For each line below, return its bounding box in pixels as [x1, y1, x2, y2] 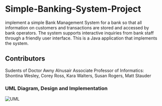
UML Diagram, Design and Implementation [5, 85, 108, 91]
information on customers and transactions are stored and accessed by [5, 24, 149, 30]
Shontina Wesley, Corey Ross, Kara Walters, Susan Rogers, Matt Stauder [5, 72, 152, 79]
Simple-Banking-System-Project [5, 3, 141, 15]
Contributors [5, 55, 46, 63]
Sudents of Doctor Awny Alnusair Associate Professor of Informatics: [5, 67, 144, 73]
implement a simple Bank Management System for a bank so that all [5, 20, 142, 25]
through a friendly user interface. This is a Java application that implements [5, 35, 158, 41]
